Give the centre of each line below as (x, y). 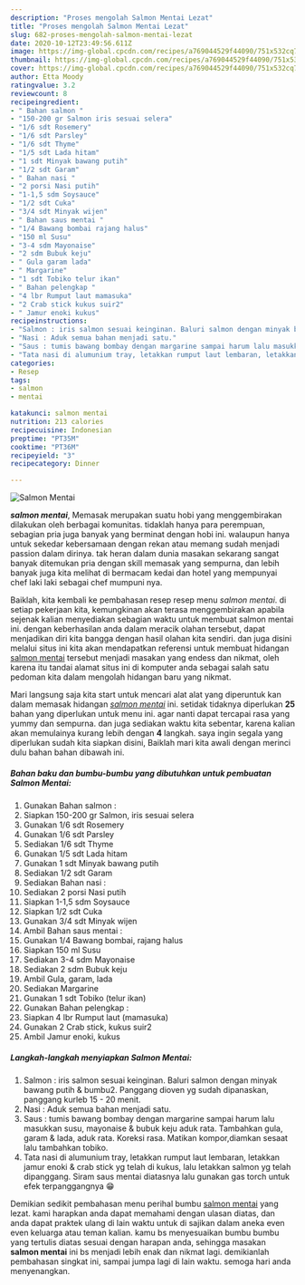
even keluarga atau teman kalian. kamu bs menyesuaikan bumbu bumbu (145, 1232)
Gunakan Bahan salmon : (70, 806)
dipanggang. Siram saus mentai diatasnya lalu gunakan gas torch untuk (157, 1177)
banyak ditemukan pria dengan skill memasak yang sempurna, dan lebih (145, 564)
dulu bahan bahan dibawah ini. (67, 752)
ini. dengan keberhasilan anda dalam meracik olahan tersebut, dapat (138, 629)
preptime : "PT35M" (45, 439)
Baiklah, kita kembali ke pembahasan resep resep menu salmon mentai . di (148, 600)
